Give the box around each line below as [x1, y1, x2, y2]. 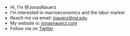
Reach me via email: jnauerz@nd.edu [10, 15, 87, 20]
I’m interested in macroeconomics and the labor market [10, 9, 125, 15]
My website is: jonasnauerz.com [10, 20, 77, 26]
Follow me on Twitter [10, 25, 54, 31]
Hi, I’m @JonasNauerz [10, 4, 57, 10]
